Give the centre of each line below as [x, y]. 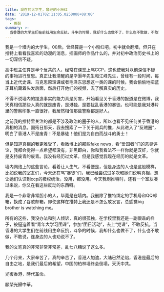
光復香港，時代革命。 [26, 274]
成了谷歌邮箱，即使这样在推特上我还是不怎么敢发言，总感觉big [81, 201]
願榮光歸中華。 [20, 284]
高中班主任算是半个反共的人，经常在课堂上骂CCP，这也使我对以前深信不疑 [80, 70]
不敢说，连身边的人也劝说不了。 [46, 237]
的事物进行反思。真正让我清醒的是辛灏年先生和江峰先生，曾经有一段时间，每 [82, 76]
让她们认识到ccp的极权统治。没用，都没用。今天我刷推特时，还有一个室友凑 [82, 179]
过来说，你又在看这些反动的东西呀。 [41, 185]
